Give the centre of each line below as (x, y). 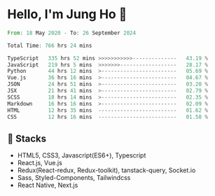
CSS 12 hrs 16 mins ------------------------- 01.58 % (108, 117)
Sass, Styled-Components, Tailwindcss (74, 178)
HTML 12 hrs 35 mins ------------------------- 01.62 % (108, 110)
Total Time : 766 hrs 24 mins (50, 45)
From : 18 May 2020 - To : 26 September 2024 (72, 33)
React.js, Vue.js (40, 163)
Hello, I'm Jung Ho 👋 (67, 14)
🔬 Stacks (27, 138)
